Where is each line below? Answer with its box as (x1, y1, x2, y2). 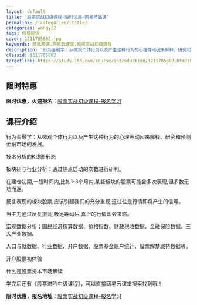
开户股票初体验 (6, 255, 42, 262)
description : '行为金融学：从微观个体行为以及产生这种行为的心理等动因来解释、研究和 (6, 47, 192, 53)
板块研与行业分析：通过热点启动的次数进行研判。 (6, 166, 124, 173)
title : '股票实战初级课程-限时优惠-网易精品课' (6, 14, 110, 20)
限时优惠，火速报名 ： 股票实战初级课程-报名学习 (6, 98, 122, 105)
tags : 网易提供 (6, 31, 40, 36)
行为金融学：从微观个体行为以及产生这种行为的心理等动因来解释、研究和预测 (6, 133, 191, 140)
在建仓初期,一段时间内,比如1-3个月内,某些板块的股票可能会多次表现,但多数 (6, 178, 184, 185)
